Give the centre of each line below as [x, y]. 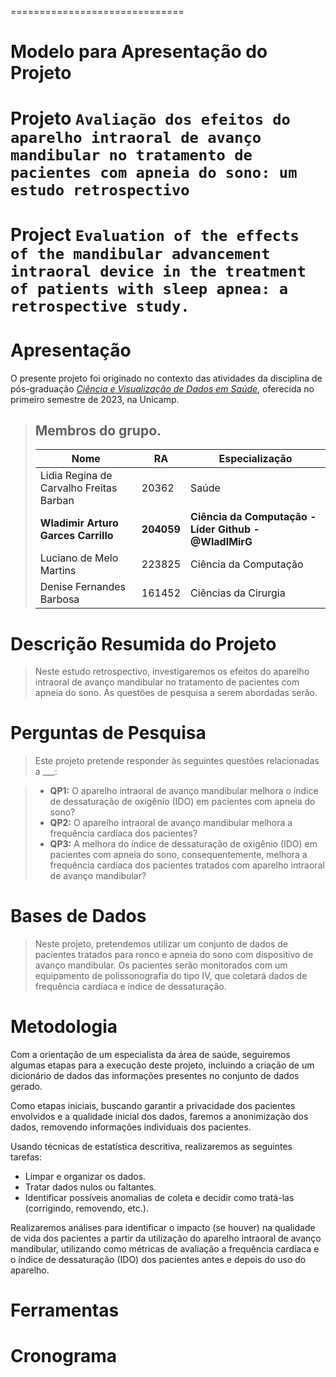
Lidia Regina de [76, 476]
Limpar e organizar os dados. [85, 1177]
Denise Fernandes [82, 587]
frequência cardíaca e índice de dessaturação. [130, 987]
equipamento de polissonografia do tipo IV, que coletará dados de [171, 976]
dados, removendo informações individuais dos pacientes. [131, 1127]
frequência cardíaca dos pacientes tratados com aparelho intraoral [187, 865]
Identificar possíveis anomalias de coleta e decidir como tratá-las [159, 1198]
